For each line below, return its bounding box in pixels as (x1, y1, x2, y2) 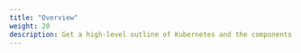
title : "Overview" (9, 13, 78, 22)
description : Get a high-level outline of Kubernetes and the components (9, 30, 293, 39)
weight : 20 (9, 22, 50, 31)
